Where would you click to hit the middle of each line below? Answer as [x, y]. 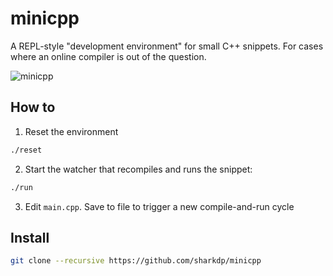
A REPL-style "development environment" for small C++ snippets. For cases [167, 46]
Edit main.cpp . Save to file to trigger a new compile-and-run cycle [159, 206]
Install [30, 237]
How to [33, 107]
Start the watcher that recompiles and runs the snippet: [138, 169]
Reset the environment [71, 131]
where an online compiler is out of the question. [108, 56]
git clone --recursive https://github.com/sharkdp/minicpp [136, 261]
